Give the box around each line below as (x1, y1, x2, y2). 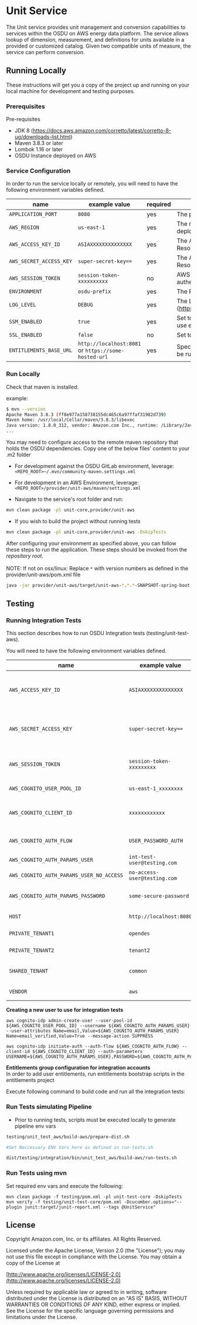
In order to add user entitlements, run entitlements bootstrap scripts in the (6, 1070, 185, 1078)
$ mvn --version (6, 406, 46, 412)
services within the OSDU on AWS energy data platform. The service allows (6, 29, 189, 36)
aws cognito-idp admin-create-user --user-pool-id (6, 1018, 133, 1024)
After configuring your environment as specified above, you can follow (6, 540, 176, 547)
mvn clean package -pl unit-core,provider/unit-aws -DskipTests (6, 529, 167, 535)
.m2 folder (6, 451, 31, 459)
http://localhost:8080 (128, 914, 192, 920)
